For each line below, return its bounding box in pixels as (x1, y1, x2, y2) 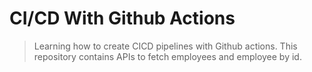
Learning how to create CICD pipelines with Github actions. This (33, 40, 298, 52)
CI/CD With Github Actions (9, 7, 236, 30)
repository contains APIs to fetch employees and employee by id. (33, 50, 302, 62)
